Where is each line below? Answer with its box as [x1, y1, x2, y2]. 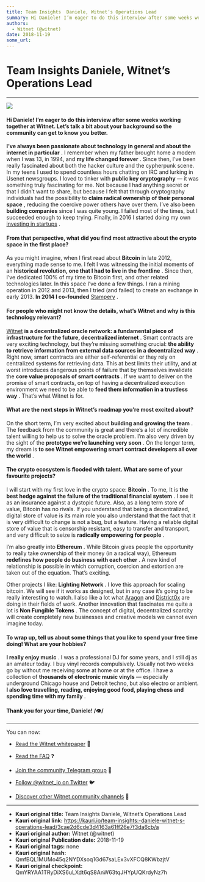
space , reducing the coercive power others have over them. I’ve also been [6, 201, 195, 208]
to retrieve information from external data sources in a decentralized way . [6, 346, 199, 354]
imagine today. [6, 620, 44, 627]
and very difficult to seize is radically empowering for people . [6, 531, 165, 539]
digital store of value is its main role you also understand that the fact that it [6, 512, 196, 519]
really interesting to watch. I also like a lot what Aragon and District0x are [6, 593, 190, 601]
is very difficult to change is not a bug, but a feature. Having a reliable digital [6, 518, 198, 525]
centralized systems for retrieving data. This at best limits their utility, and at [6, 359, 197, 367]
